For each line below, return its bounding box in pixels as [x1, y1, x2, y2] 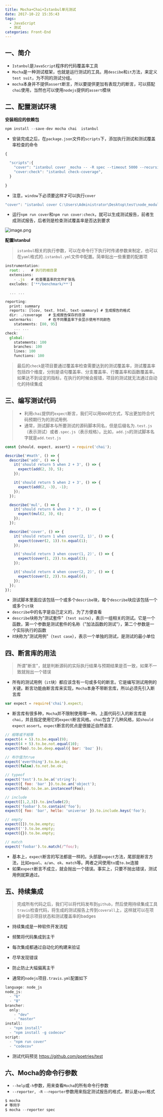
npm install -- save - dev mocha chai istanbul [5, 126, 98, 131]
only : [9, 1008, 21, 1012]
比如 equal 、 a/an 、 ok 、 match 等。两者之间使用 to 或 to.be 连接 [20, 859, 139, 866]
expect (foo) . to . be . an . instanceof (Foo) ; [5, 786, 86, 791]
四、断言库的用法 [5, 649, 56, 657]
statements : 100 [14, 340, 47, 345]
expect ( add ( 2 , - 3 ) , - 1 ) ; [17, 484, 68, 489]
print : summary [9, 303, 40, 309]
